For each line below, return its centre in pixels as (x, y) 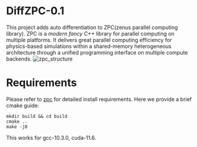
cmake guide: (23, 106)
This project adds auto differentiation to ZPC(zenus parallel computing (92, 27)
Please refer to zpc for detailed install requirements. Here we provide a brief (99, 99)
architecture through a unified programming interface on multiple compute (97, 52)
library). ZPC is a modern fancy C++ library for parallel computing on (90, 33)
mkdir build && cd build (37, 116)
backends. (19, 59)
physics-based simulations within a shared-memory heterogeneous (89, 46)
